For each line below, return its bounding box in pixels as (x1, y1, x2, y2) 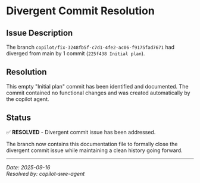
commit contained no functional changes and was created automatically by (6, 89, 190, 96)
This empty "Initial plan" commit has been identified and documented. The (6, 83, 189, 90)
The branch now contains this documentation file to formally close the (6, 140, 178, 147)
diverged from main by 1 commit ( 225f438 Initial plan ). (6, 50, 145, 57)
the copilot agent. (6, 95, 49, 102)
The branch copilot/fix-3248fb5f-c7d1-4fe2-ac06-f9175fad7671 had (6, 43, 174, 51)
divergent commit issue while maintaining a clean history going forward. (6, 147, 183, 154)
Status (6, 113, 32, 123)
